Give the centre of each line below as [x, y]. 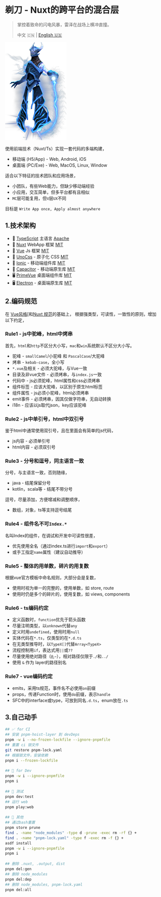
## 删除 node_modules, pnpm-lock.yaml [44, 885]
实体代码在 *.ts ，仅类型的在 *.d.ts [47, 638]
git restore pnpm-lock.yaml [34, 750]
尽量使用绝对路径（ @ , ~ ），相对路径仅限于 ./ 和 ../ [60, 656]
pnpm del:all [18, 890]
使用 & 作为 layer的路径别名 [39, 663]
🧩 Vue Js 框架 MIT [31, 250]
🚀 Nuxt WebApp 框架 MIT [38, 244]
